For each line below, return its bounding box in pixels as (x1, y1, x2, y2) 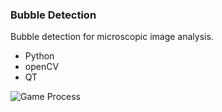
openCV (24, 61, 60, 73)
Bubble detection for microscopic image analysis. (10, 31, 214, 43)
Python (24, 50, 55, 62)
